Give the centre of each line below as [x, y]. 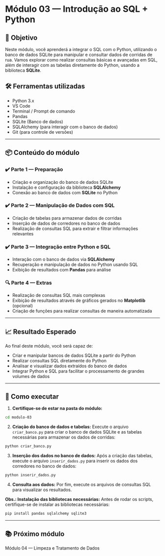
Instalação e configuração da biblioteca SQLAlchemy [67, 187]
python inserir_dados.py [30, 475]
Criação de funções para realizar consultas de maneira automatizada [82, 311]
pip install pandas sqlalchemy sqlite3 [46, 513]
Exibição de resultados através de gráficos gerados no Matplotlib [79, 300]
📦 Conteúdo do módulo [42, 153]
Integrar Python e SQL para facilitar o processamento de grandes [78, 371]
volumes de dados [31, 377]
